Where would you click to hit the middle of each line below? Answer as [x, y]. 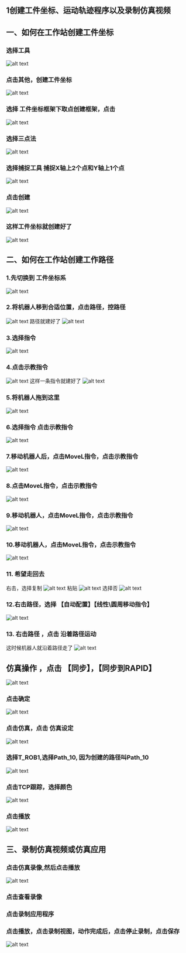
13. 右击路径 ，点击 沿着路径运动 [51, 634]
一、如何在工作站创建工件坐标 [60, 32]
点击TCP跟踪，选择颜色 [39, 787]
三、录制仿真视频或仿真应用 [56, 849]
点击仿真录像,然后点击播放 [43, 867]
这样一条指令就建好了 [55, 381]
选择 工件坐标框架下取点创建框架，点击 [61, 109]
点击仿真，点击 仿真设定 [40, 728]
